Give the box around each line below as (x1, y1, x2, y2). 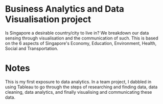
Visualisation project (5, 14, 92, 25)
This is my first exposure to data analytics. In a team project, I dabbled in (5, 79, 152, 84)
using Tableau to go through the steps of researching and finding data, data (5, 84, 158, 90)
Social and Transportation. (5, 45, 59, 51)
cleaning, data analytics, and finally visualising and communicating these (5, 89, 152, 95)
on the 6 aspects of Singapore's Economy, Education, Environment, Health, (5, 40, 157, 46)
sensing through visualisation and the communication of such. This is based (5, 35, 159, 41)
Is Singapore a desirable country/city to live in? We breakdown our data (5, 30, 149, 36)
